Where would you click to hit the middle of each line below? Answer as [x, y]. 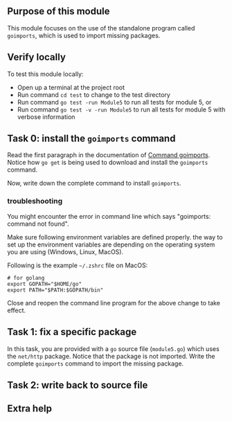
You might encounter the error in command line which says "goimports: [109, 216]
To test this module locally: [45, 74]
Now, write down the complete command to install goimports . [94, 183]
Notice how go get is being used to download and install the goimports [108, 163]
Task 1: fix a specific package [72, 332]
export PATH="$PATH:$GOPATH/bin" [55, 290]
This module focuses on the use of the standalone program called [101, 28]
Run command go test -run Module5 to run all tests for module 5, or [114, 102]
